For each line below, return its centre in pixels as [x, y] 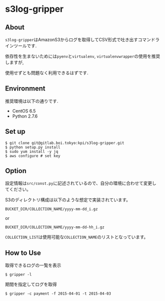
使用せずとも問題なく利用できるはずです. [47, 73]
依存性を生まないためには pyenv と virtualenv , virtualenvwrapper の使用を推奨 [83, 56]
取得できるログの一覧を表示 [33, 265]
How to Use [23, 253]
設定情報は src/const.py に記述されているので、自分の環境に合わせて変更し [81, 183]
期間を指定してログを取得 [31, 284]
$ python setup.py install [33, 147]
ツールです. [25, 46]
